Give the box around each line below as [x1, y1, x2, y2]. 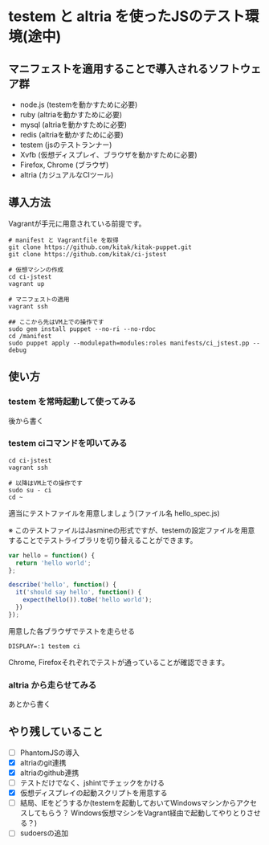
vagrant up [8, 280, 45, 288]
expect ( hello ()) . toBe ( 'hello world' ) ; [22, 596, 153, 604]
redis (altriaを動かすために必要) [19, 130, 124, 139]
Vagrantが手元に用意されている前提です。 [8, 218, 146, 228]
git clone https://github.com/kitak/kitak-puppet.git [8, 243, 193, 251]
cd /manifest [8, 332, 52, 340]
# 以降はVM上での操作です [8, 479, 83, 487]
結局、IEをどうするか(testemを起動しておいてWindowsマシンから [19, 798, 237, 808]
